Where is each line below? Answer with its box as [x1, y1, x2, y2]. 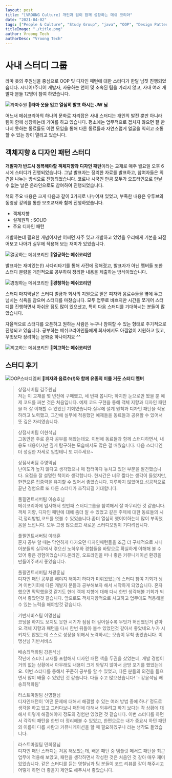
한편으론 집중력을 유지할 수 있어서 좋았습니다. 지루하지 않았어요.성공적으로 [17, 479, 166, 485]
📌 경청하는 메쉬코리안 [50, 279, 92, 286]
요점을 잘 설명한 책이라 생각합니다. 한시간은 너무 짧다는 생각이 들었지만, [25, 472, 167, 479]
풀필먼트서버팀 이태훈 [17, 533, 61, 539]
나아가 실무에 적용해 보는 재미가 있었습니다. [18, 240, 105, 246]
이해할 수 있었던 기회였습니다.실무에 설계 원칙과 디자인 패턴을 [34, 406, 156, 412]
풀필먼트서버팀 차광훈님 [17, 570, 65, 576]
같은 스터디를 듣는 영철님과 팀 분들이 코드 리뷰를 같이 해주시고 [41, 761, 164, 767]
